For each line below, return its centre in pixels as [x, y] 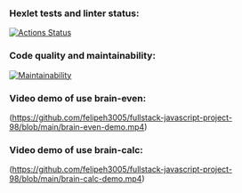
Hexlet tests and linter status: [74, 13]
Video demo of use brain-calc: [77, 149]
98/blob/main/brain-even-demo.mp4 [77, 126]
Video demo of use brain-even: [78, 98]
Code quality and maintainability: [82, 56]
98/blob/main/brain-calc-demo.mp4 [76, 179]
